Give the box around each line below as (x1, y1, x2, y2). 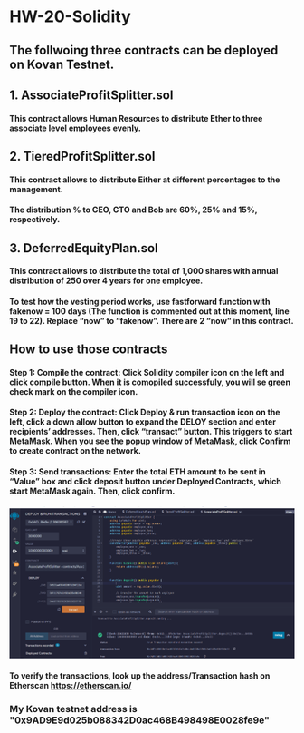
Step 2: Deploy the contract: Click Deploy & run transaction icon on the (9, 406, 280, 418)
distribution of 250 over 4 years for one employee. (9, 275, 204, 287)
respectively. (9, 214, 61, 225)
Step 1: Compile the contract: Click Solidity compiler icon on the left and (9, 366, 285, 377)
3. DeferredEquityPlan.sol (9, 240, 158, 256)
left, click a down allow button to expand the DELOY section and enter (9, 416, 276, 427)
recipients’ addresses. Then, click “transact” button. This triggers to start (9, 426, 293, 437)
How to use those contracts (9, 342, 168, 357)
